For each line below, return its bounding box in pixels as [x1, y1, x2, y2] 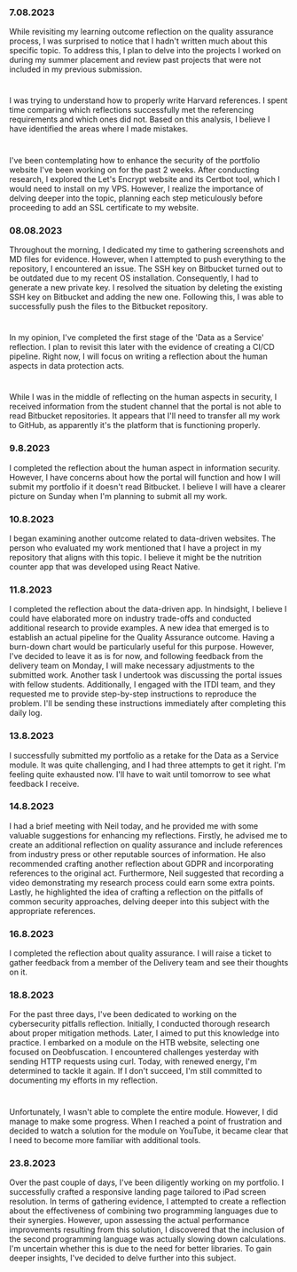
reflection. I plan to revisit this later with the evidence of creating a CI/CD [9, 342, 275, 353]
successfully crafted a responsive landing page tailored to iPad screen [9, 1186, 267, 1196]
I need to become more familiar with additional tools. [9, 1134, 201, 1145]
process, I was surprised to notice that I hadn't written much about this [9, 36, 268, 46]
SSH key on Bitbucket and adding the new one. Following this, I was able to [9, 291, 284, 302]
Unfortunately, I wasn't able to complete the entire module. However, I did [9, 1106, 278, 1117]
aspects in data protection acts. [9, 361, 125, 371]
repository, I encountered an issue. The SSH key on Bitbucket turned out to [9, 263, 284, 274]
